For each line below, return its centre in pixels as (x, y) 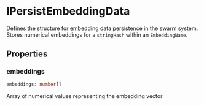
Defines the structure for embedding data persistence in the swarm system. (102, 28)
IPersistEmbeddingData (68, 11)
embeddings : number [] (34, 84)
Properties (27, 54)
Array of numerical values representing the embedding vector (84, 96)
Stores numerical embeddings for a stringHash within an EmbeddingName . (97, 34)
